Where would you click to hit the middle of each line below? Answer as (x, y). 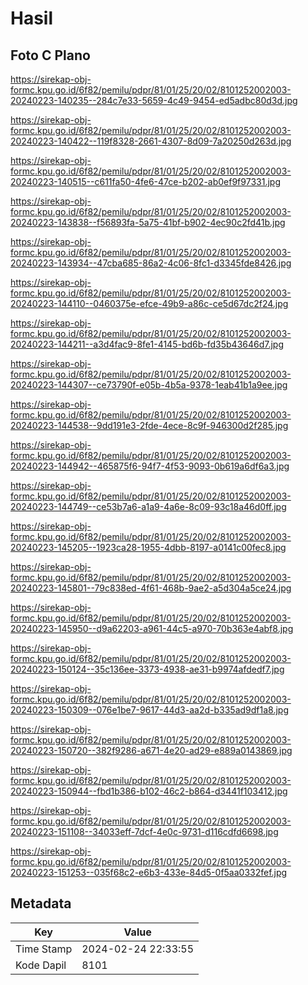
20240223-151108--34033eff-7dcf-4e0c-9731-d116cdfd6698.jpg (144, 831)
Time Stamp (44, 949)
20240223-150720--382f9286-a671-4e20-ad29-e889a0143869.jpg (151, 750)
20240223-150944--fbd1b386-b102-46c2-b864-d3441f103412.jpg (149, 791)
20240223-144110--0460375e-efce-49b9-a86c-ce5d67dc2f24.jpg (149, 303)
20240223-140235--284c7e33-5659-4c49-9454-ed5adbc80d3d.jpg (154, 100)
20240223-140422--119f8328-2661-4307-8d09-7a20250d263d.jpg (151, 141)
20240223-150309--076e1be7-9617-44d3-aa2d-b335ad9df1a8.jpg (149, 710)
